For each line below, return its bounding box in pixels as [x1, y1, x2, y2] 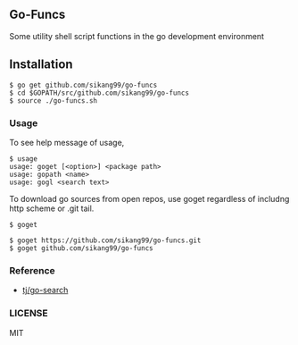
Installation [9, 57, 73, 72]
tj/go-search [21, 285, 69, 296]
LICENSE [9, 307, 49, 320]
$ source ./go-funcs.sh [9, 96, 98, 105]
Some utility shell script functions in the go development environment [9, 30, 265, 41]
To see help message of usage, [9, 137, 125, 147]
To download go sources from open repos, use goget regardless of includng [9, 193, 290, 204]
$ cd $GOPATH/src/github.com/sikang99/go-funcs [9, 88, 190, 97]
